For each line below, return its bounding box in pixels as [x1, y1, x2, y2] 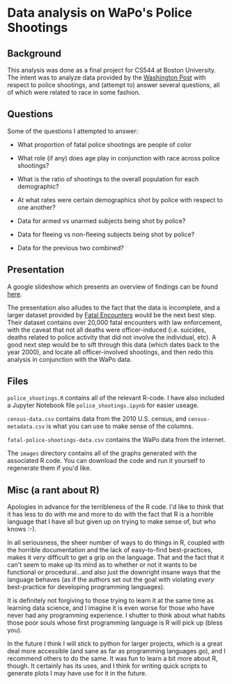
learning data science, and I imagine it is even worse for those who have [7, 604, 215, 612]
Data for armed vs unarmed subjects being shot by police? [17, 216, 186, 225]
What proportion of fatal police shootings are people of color [17, 140, 192, 149]
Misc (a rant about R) [7, 484, 100, 496]
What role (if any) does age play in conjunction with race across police [17, 153, 220, 162]
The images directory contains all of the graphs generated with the [7, 449, 197, 457]
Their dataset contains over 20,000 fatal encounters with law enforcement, [7, 318, 223, 326]
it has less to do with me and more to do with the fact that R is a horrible [7, 510, 214, 519]
